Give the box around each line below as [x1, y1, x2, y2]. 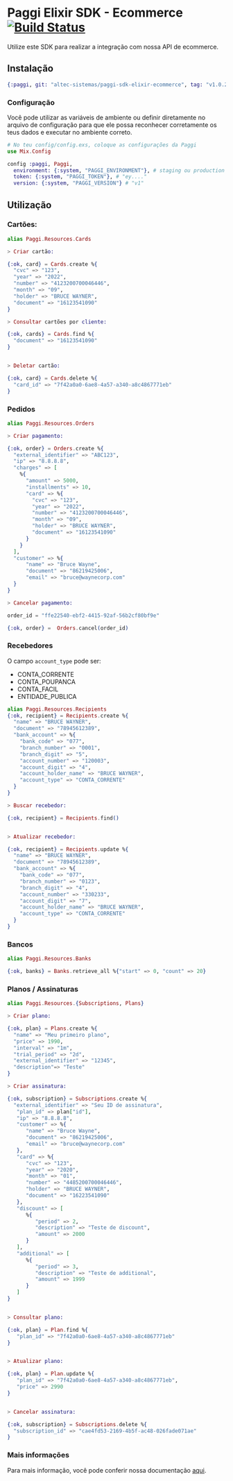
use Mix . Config [7, 148, 51, 155]
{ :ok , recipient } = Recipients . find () [7, 814, 119, 822]
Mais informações [7, 1450, 69, 1460]
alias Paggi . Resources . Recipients [7, 706, 107, 713]
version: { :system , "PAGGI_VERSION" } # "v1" [13, 180, 144, 187]
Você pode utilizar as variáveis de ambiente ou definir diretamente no [7, 113, 206, 121]
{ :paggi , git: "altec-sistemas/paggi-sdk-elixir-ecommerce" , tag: [7, 81, 203, 88]
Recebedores [7, 641, 53, 650]
